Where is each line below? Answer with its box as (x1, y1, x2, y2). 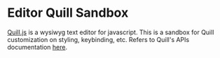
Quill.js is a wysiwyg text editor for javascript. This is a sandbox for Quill (7, 28, 214, 36)
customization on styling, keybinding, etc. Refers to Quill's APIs (7, 35, 190, 43)
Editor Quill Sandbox (7, 5, 129, 21)
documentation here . (7, 43, 68, 51)
